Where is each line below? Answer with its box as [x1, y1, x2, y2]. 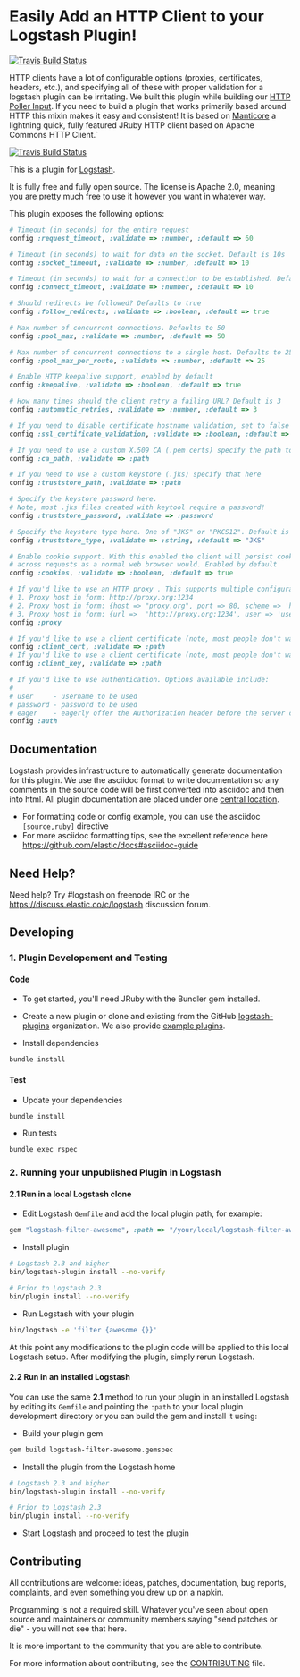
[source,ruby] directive [21, 821, 109, 831]
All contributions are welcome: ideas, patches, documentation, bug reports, [9, 1578, 287, 1588]
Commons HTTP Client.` [9, 129, 99, 140]
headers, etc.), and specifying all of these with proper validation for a [9, 81, 263, 92]
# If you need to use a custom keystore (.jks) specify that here [9, 470, 262, 480]
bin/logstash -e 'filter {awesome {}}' [9, 1325, 158, 1334]
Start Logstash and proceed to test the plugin [21, 1528, 189, 1538]
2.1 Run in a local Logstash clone [9, 1188, 132, 1199]
